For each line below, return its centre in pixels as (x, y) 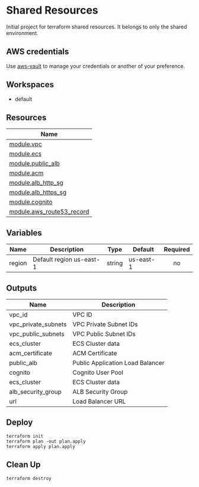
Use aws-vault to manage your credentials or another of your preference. (96, 66)
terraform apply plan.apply (41, 446)
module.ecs (25, 154)
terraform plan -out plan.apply (46, 441)
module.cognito (31, 202)
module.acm (26, 173)
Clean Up (23, 465)
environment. (22, 33)
